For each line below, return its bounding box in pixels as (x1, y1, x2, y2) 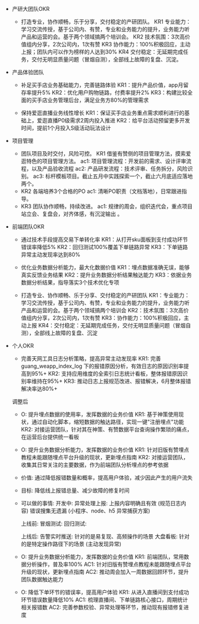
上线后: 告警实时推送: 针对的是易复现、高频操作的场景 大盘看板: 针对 (20, 533, 190, 540)
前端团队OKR (11, 223, 44, 230)
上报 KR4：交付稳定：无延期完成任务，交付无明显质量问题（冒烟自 (26, 322, 191, 329)
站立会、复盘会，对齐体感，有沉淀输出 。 (20, 210, 123, 217)
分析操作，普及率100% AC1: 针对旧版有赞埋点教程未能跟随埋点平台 (26, 561, 191, 568)
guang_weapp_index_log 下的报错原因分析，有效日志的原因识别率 (20, 362, 184, 370)
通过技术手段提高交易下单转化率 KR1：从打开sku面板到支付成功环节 (20, 236, 188, 243)
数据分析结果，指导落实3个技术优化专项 (20, 279, 120, 286)
